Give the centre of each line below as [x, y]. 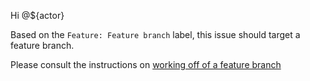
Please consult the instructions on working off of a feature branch [146, 64]
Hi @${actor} [37, 15]
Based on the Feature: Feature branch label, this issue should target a [155, 34]
